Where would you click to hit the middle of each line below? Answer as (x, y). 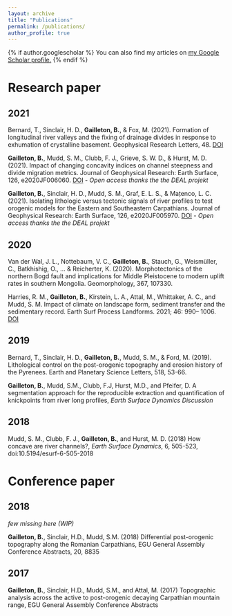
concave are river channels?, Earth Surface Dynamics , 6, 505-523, (103, 446)
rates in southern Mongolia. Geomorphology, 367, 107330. (90, 284)
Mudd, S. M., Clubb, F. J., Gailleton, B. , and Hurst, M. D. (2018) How (104, 438)
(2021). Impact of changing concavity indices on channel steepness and (110, 165)
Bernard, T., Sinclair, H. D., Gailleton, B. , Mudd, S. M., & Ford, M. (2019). (110, 357)
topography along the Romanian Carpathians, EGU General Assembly (106, 544)
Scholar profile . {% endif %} (48, 60)
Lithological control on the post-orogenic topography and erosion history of (115, 365)
